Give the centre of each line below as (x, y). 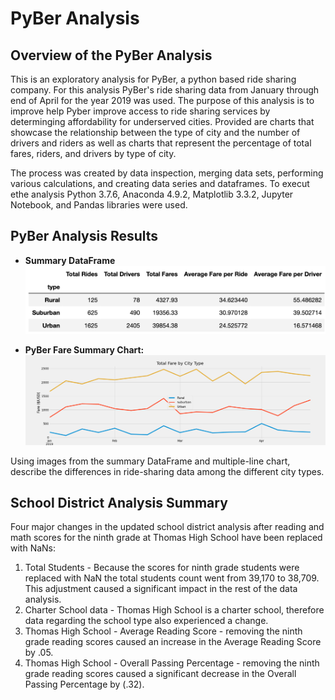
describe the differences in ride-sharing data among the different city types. (167, 471)
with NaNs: (33, 548)
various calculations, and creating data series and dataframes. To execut (160, 183)
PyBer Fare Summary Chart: (84, 349)
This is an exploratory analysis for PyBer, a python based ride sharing (153, 79)
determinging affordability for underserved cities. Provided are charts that (162, 121)
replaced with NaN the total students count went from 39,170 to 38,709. (172, 578)
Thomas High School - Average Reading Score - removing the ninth (163, 631)
